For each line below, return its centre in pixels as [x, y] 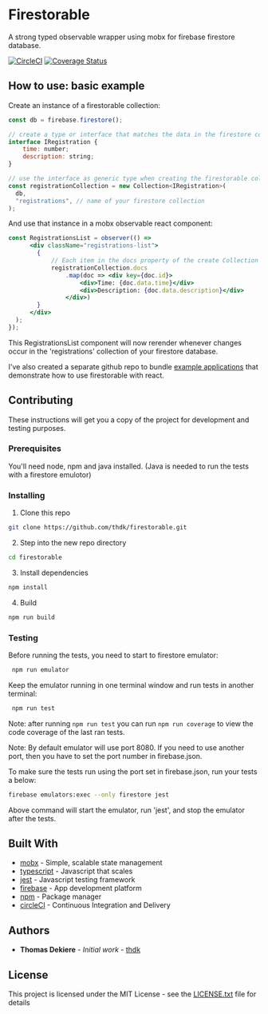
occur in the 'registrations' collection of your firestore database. [113, 351]
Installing [27, 495]
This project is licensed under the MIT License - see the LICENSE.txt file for [132, 994]
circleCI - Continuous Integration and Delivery [95, 905]
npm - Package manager [61, 896]
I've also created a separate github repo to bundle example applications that [133, 366]
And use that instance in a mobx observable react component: [110, 224]
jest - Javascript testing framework [77, 880]
